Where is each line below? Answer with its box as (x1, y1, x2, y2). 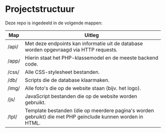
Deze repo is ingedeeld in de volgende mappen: (5, 20, 103, 26)
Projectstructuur (5, 3, 75, 15)
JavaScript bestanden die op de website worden (25, 93, 137, 100)
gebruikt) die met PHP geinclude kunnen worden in (25, 113, 143, 120)
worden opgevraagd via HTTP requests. (25, 46, 118, 53)
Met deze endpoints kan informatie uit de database (25, 40, 143, 47)
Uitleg (84, 31, 99, 38)
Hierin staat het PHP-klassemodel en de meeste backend (25, 54, 159, 61)
